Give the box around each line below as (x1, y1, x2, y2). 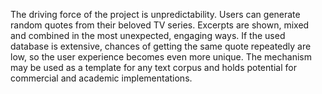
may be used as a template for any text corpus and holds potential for (10, 62, 297, 73)
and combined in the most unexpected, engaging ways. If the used (10, 30, 286, 41)
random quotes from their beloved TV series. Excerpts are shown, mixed (10, 19, 310, 31)
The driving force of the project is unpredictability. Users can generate (10, 9, 301, 20)
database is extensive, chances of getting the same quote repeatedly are (10, 40, 312, 52)
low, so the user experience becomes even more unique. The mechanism (10, 51, 312, 63)
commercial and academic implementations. (10, 72, 193, 84)
